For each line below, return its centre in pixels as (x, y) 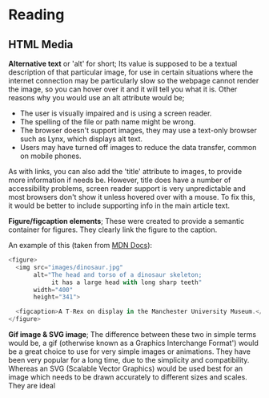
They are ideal (32, 386)
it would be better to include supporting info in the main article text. (119, 205)
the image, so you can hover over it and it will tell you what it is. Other (123, 89)
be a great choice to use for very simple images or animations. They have (129, 351)
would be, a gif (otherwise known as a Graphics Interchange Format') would (133, 343)
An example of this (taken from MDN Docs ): (80, 245)
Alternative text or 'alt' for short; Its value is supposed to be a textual (123, 63)
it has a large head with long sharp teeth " (126, 282)
